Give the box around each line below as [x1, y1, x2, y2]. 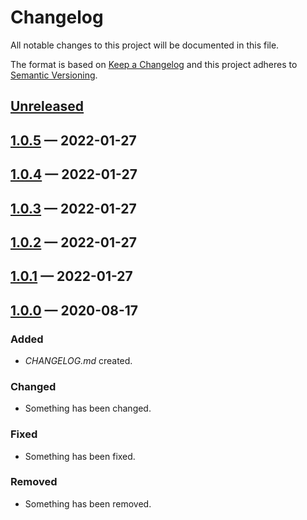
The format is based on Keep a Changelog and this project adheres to [10, 58, 298, 70]
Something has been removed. [24, 497, 152, 510]
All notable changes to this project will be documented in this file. [10, 39, 280, 51]
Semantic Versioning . [10, 69, 98, 81]
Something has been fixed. [24, 450, 136, 462]
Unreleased [10, 98, 85, 115]
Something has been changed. [24, 402, 152, 415]
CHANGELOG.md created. [24, 354, 133, 366]
